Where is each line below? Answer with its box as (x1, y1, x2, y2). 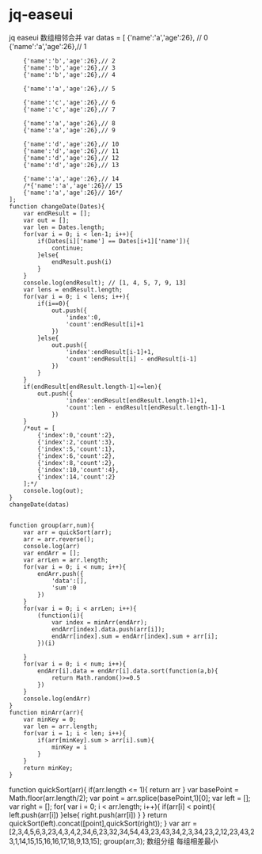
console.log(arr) (23, 542, 81, 550)
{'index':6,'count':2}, (37, 452, 116, 460)
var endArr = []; (23, 549, 81, 557)
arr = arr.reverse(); (23, 535, 94, 543)
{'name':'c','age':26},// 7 (23, 105, 116, 113)
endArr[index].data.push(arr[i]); (51, 625, 165, 633)
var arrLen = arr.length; (23, 556, 109, 564)
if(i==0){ (37, 299, 70, 307)
